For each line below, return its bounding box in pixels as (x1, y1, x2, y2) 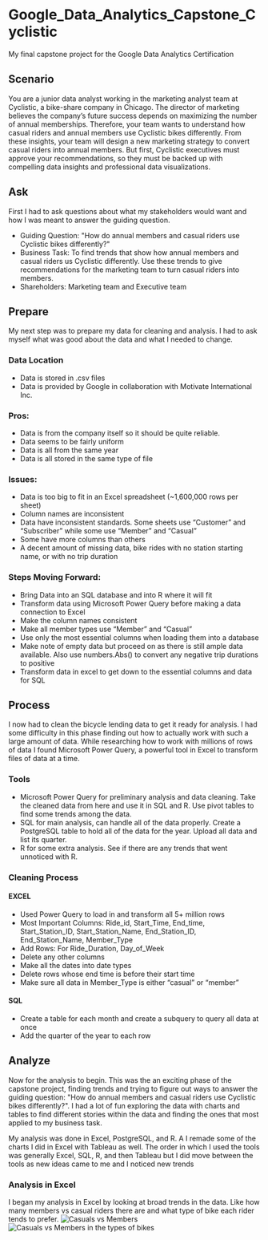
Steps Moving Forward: (8, 572, 102, 583)
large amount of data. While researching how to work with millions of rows (8, 736, 254, 747)
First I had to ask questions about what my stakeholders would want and (8, 206, 247, 216)
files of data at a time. (8, 754, 80, 764)
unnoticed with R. (19, 852, 78, 861)
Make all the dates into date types (19, 960, 132, 970)
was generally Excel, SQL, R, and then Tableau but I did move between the (8, 1150, 254, 1160)
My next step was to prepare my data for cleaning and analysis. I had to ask (8, 326, 258, 336)
